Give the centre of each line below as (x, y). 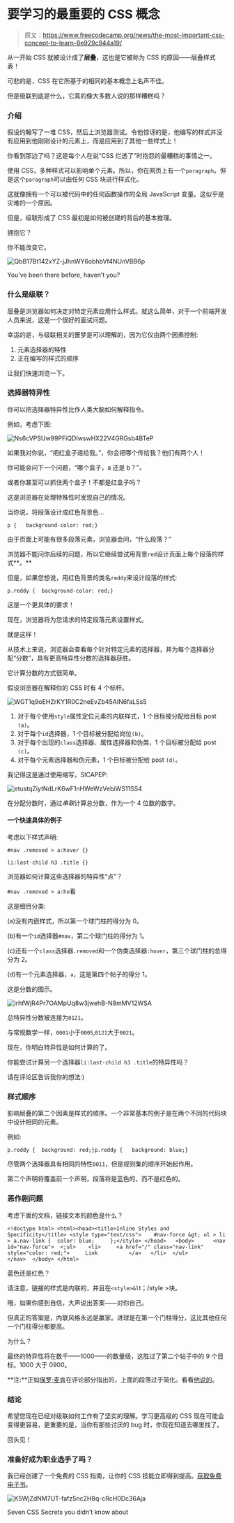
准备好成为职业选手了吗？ (50, 1459)
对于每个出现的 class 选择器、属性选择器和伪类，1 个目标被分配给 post (117, 742)
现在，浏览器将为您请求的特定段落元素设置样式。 (77, 619)
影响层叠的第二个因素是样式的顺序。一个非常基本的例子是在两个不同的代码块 (117, 1113)
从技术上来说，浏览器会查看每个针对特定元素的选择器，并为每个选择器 (108, 649)
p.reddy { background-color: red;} (60, 591)
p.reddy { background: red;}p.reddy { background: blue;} (98, 1150)
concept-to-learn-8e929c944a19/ (73, 43)
